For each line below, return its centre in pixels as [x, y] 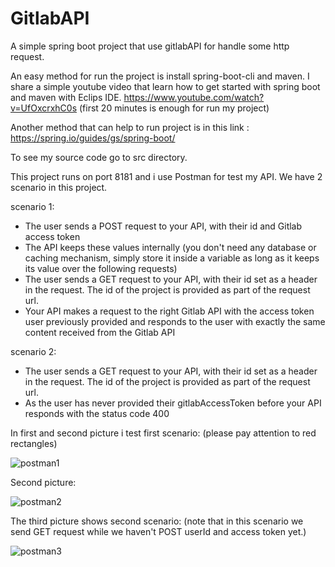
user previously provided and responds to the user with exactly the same [175, 321]
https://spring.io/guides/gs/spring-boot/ [93, 138]
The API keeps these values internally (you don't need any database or [170, 247]
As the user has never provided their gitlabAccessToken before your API [173, 403]
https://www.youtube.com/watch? [194, 97]
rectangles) [34, 443]
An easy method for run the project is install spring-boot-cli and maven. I [160, 76]
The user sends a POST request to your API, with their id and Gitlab [163, 226]
